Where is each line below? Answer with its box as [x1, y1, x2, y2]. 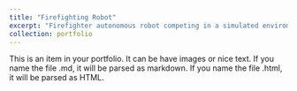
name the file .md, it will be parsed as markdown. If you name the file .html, [9, 63, 283, 73]
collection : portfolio [9, 29, 93, 38]
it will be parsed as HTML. [9, 72, 104, 83]
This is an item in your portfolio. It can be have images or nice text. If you [9, 54, 274, 64]
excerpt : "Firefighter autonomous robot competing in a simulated [9, 21, 259, 30]
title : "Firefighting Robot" [9, 12, 117, 22]
